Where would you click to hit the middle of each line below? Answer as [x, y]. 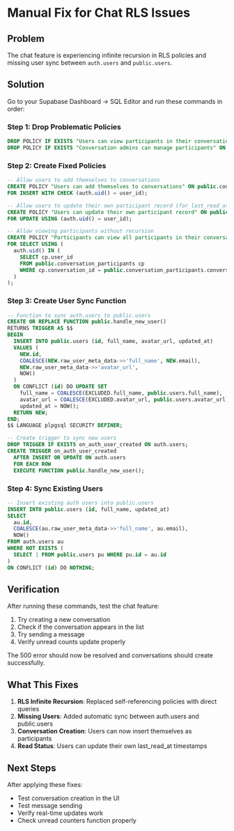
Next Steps [32, 768]
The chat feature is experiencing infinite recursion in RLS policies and [107, 55]
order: [16, 109]
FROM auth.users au [36, 542]
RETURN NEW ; [31, 413]
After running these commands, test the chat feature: [84, 606]
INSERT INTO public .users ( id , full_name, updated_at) [88, 509]
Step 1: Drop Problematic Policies [64, 127]
